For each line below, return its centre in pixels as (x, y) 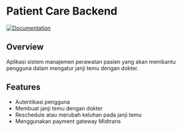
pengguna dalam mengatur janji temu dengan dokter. (72, 68)
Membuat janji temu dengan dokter (59, 108)
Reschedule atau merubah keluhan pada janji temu (78, 115)
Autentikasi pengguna (42, 102)
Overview (25, 47)
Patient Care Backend (62, 11)
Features (23, 87)
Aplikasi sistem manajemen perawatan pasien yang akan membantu (91, 61)
